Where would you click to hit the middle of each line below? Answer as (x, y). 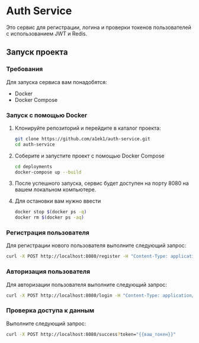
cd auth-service (35, 144)
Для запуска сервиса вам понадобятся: (57, 82)
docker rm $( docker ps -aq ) (49, 217)
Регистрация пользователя (48, 233)
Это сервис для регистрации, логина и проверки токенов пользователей (99, 27)
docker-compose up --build (48, 172)
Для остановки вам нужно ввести (58, 201)
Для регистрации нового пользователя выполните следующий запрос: (96, 246)
